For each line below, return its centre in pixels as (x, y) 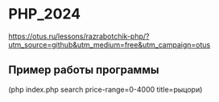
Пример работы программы (84, 70)
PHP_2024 (45, 14)
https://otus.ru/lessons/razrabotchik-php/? (79, 36)
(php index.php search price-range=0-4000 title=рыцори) (105, 89)
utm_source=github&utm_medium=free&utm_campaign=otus (109, 44)
